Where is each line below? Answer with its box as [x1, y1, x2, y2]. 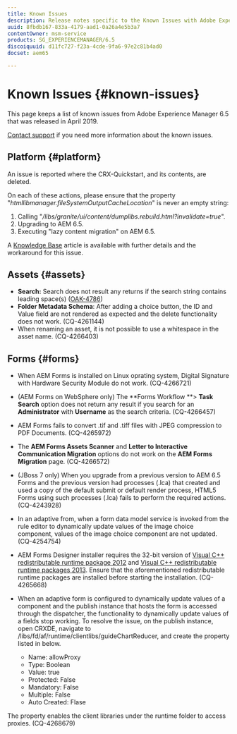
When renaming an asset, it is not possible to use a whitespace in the [17, 325, 219, 334]
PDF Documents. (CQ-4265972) [17, 429, 111, 437]
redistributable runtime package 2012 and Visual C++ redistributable [17, 558, 217, 567]
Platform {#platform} [7, 151, 102, 163]
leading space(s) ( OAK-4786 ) [17, 295, 104, 303]
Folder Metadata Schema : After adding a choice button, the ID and [17, 302, 213, 311]
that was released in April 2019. [7, 117, 99, 126]
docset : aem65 [7, 50, 49, 57]
